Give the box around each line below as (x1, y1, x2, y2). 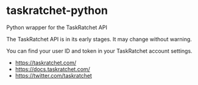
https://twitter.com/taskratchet (15, 72, 93, 79)
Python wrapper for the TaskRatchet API (6, 24, 108, 31)
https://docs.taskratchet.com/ (15, 65, 90, 73)
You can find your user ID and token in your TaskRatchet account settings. (6, 47, 193, 55)
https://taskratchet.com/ (15, 59, 77, 66)
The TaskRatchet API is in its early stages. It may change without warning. (6, 35, 192, 42)
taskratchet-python (6, 4, 108, 18)
